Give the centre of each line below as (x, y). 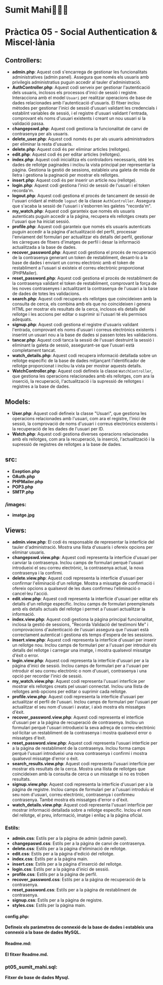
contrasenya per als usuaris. (40, 134)
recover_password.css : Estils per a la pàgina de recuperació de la (79, 880)
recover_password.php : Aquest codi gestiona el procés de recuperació (84, 252)
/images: (16, 504)
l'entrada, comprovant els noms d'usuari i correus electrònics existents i (84, 330)
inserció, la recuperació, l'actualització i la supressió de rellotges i (78, 381)
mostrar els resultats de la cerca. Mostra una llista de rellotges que (79, 769)
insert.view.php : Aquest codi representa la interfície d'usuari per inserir (84, 640)
